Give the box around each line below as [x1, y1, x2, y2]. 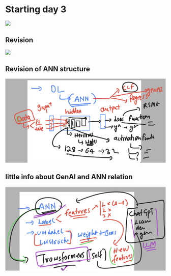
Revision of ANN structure [5, 65, 90, 73]
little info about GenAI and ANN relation [5, 173, 133, 181]
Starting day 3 [5, 4, 67, 15]
